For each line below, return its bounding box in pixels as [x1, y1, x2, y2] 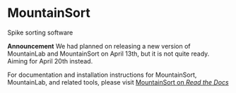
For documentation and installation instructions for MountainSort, [7, 70, 197, 79]
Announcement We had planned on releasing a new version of [7, 42, 191, 50]
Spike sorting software [7, 28, 73, 37]
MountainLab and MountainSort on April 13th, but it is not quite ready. [7, 49, 210, 58]
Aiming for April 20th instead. [7, 56, 93, 65]
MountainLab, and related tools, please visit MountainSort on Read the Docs [7, 77, 229, 86]
